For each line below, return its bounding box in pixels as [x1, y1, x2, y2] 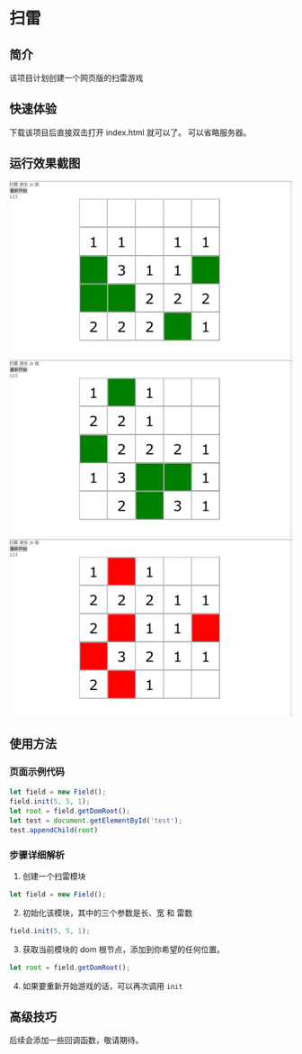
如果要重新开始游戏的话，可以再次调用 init [22, 980, 183, 991]
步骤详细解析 [9, 849, 66, 861]
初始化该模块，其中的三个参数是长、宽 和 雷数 [22, 907, 193, 918]
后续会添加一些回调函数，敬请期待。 [9, 1035, 144, 1046]
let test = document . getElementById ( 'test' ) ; [9, 816, 182, 825]
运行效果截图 [9, 156, 81, 171]
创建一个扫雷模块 [22, 870, 86, 881]
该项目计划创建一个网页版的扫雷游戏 [9, 73, 144, 83]
